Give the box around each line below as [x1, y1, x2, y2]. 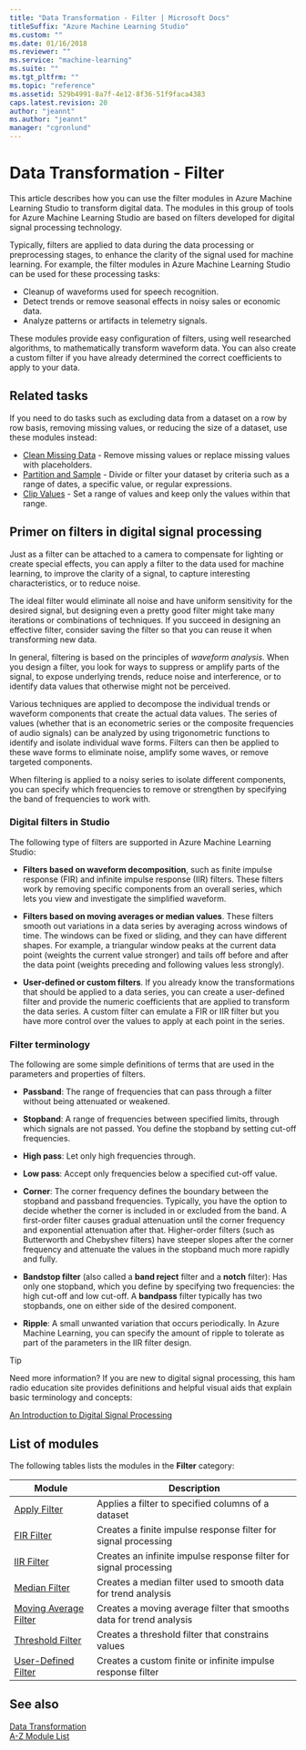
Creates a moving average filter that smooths [97, 1602, 290, 1614]
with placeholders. [22, 459, 93, 470]
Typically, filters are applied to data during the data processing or [9, 239, 255, 251]
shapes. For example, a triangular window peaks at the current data [22, 939, 277, 950]
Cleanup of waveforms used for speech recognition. [22, 286, 219, 297]
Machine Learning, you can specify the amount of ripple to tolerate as [22, 1327, 285, 1339]
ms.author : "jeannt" [9, 115, 88, 124]
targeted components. [9, 756, 93, 767]
